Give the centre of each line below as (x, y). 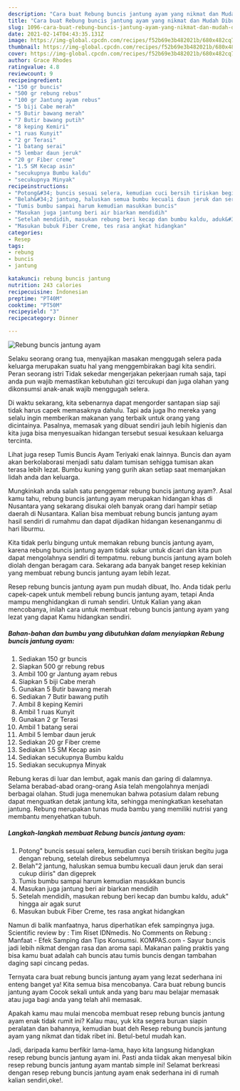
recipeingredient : (35, 80)
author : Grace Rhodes (40, 61)
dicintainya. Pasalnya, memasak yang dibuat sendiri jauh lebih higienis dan (118, 425)
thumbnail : (24, 47)
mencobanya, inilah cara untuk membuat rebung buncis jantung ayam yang (119, 609)
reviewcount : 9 (31, 73)
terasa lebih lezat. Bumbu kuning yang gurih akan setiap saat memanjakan (117, 470)
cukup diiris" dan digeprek (57, 873)
